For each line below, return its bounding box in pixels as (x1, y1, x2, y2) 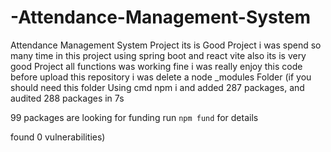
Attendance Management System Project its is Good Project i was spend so (10, 39, 322, 51)
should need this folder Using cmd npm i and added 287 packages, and (10, 81, 305, 93)
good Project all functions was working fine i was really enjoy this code (10, 60, 303, 72)
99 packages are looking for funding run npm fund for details (10, 111, 259, 123)
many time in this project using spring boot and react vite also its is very (10, 49, 307, 61)
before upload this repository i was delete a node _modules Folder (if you (10, 71, 312, 83)
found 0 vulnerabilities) (10, 131, 106, 143)
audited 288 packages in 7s (10, 92, 125, 104)
